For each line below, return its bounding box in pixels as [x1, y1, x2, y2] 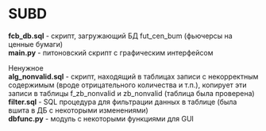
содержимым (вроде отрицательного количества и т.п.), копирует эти [8, 80, 248, 90]
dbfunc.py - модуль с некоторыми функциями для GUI [8, 114, 195, 123]
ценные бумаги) [8, 39, 64, 48]
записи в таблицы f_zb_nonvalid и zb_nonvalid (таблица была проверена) [8, 88, 256, 98]
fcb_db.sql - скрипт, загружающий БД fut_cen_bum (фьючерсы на [8, 31, 233, 40]
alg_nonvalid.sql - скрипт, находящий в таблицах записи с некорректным [8, 71, 259, 81]
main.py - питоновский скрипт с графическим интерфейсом [8, 48, 214, 57]
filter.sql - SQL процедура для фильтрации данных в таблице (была [8, 97, 237, 106]
